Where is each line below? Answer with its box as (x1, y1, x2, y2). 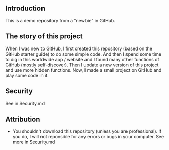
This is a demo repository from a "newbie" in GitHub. (5, 17, 115, 23)
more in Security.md (12, 139, 55, 145)
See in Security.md (5, 101, 45, 107)
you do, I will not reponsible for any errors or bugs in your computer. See (12, 134, 164, 140)
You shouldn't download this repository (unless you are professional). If (12, 128, 162, 134)
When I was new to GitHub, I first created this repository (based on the (5, 45, 153, 52)
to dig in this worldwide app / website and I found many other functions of (5, 56, 159, 62)
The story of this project (5, 32, 83, 41)
